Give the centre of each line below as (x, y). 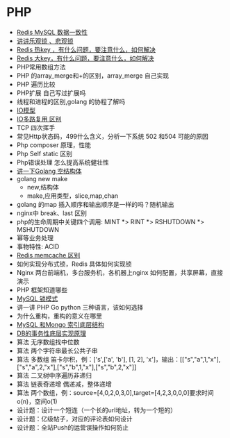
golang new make (42, 178)
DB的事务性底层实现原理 (51, 333)
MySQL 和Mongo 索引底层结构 (60, 324)
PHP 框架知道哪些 (42, 289)
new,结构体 (43, 187)
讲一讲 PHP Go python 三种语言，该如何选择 (80, 307)
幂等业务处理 (35, 237)
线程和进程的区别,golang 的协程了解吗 (71, 101)
